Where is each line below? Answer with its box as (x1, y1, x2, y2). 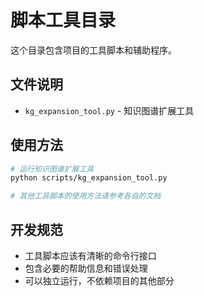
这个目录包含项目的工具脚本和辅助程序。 (10, 44, 177, 56)
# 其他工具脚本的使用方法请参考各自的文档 (10, 191, 162, 201)
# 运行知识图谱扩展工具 (10, 164, 95, 174)
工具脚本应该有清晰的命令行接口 (24, 250, 157, 261)
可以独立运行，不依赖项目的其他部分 (24, 275, 175, 286)
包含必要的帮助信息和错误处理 (24, 262, 148, 274)
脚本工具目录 (10, 9, 117, 32)
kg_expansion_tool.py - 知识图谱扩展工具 (24, 104, 195, 116)
